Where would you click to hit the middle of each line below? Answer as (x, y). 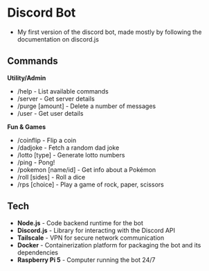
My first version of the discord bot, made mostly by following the (109, 32)
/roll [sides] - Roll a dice (51, 177)
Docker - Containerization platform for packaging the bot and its (109, 245)
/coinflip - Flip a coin (47, 140)
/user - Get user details (50, 113)
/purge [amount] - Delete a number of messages (87, 106)
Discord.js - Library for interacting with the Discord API (96, 230)
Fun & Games (27, 127)
